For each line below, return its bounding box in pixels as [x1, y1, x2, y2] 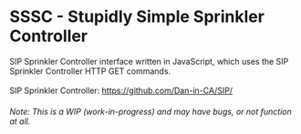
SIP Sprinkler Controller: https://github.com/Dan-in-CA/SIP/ [9, 85, 234, 96]
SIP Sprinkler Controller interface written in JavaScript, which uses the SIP [9, 56, 289, 67]
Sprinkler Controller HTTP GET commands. [9, 66, 171, 77]
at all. [9, 116, 31, 127]
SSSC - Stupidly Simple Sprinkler [9, 6, 265, 27]
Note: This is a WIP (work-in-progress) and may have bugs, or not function [9, 106, 292, 117]
